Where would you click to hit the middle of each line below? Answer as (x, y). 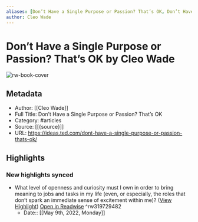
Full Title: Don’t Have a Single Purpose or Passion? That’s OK (88, 114)
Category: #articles (38, 120)
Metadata (24, 94)
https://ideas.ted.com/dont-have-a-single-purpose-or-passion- (105, 133)
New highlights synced (40, 175)
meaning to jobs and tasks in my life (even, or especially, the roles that (100, 194)
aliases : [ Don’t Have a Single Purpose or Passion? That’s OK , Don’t (93, 12)
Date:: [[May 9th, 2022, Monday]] (64, 213)
